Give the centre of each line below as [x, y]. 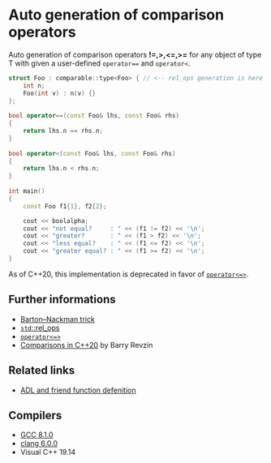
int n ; [34, 86]
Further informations [62, 300]
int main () [27, 191]
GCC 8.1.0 [37, 435]
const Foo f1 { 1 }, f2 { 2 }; [65, 206]
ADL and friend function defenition [78, 390]
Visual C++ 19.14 [47, 452]
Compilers [35, 415]
